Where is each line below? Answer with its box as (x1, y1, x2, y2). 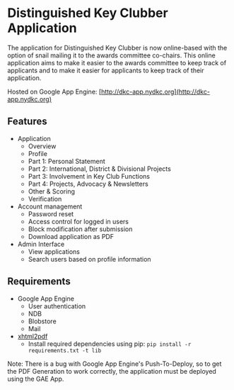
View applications (28, 247, 80, 256)
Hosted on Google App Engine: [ (7, 87, 102, 96)
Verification (28, 194, 62, 203)
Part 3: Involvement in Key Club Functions (28, 172, 151, 180)
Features (7, 116, 47, 128)
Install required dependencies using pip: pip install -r (28, 339, 192, 348)
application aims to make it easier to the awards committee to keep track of (7, 58, 227, 67)
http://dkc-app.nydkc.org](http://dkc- (101, 87, 211, 96)
